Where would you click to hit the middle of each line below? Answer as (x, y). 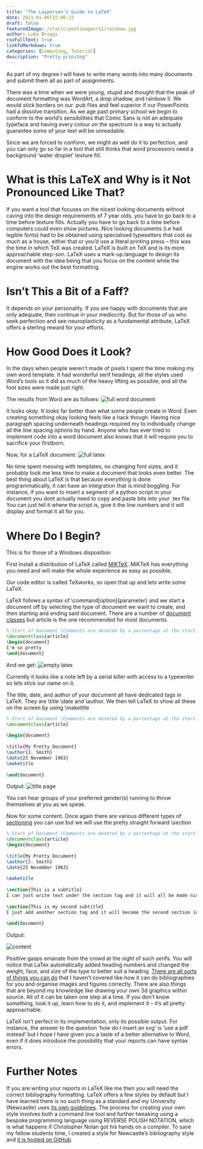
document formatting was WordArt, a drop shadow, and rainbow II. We (94, 98)
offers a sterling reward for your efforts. (56, 327)
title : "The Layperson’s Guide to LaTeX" (59, 12)
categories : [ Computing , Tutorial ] (51, 51)
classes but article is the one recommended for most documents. (87, 620)
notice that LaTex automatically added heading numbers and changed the (98, 965)
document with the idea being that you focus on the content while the (93, 260)
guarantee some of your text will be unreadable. (66, 130)
